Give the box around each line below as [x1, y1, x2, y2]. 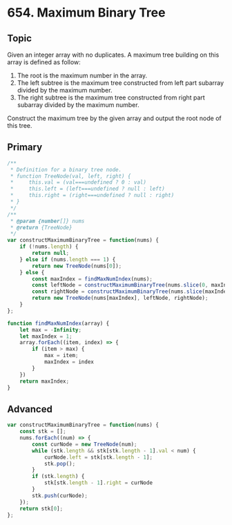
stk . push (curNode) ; [32, 492, 88, 499]
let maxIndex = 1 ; [19, 333, 72, 340]
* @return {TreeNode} [10, 224, 72, 231]
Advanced [7, 403, 53, 415]
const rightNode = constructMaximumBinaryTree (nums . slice [32, 288, 202, 295]
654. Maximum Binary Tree [7, 5, 166, 21]
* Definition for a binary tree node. [10, 166, 122, 173]
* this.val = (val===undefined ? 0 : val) [10, 179, 147, 186]
